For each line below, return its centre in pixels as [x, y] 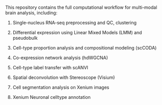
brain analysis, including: [31, 13]
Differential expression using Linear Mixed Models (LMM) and [77, 32]
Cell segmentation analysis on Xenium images [61, 87]
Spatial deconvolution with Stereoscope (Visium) [64, 77]
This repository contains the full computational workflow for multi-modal [81, 7]
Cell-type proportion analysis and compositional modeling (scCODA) [85, 48]
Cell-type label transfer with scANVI [50, 68]
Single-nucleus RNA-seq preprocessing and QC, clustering [74, 23]
